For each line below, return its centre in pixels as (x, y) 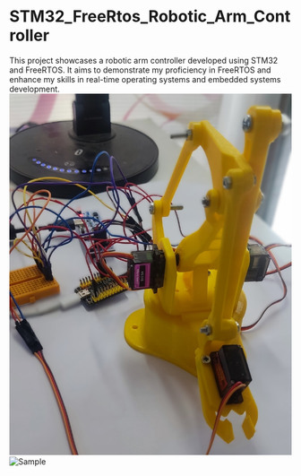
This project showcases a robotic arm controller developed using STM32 (144, 60)
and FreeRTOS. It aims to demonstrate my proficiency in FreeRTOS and (140, 70)
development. (34, 89)
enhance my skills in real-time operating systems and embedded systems (145, 79)
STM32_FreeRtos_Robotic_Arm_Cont (150, 17)
